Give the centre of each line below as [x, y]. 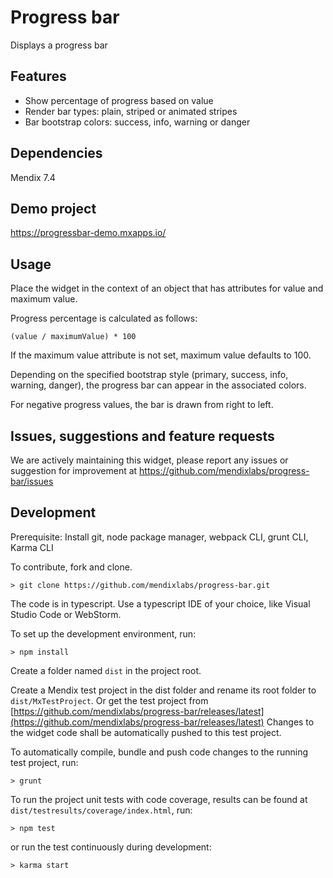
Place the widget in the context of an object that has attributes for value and [167, 288]
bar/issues [32, 481]
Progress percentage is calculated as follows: [104, 318]
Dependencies [56, 153]
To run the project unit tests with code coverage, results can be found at [159, 799]
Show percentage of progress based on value [119, 100]
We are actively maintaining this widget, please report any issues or [149, 460]
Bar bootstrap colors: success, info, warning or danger [137, 122]
